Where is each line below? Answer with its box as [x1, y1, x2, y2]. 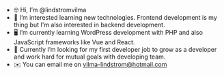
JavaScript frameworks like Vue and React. [13, 38, 135, 46]
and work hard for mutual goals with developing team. [13, 52, 166, 61]
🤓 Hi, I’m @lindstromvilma [13, 6, 87, 14]
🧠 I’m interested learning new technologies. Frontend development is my [13, 14, 217, 21]
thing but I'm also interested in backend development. [13, 20, 165, 29]
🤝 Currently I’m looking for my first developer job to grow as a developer [13, 46, 217, 53]
